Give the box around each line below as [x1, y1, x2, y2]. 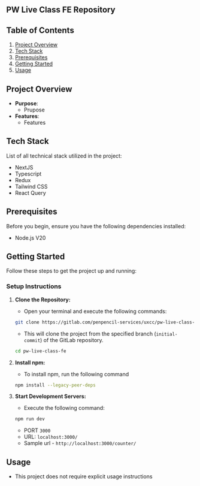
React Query [14, 189, 46, 197]
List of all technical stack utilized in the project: [6, 152, 122, 159]
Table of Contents [6, 25, 75, 35]
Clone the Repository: [14, 296, 71, 303]
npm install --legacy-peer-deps [14, 382, 96, 388]
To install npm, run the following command [23, 370, 129, 378]
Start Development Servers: [14, 393, 86, 400]
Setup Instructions [6, 282, 62, 291]
